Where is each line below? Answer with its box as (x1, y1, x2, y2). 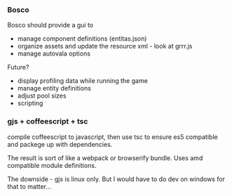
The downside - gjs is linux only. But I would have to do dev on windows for (7, 174, 226, 183)
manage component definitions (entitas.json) (17, 34, 147, 43)
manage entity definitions (17, 84, 91, 93)
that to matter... (7, 182, 51, 190)
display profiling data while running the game (17, 77, 149, 85)
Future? (7, 63, 29, 72)
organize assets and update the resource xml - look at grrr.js (17, 42, 193, 51)
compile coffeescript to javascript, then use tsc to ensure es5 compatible (7, 132, 219, 141)
